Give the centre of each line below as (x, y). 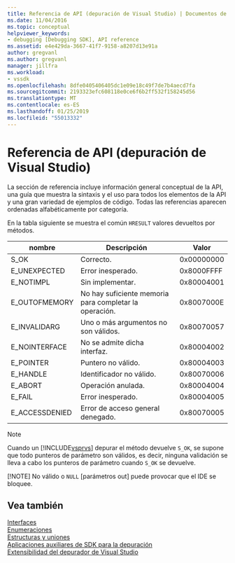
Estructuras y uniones (39, 537)
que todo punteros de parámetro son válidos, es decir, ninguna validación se (117, 455)
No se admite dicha (112, 342)
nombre (42, 247)
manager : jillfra (33, 66)
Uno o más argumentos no (124, 322)
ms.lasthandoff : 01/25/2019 (48, 111)
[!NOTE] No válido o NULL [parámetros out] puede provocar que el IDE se (112, 476)
